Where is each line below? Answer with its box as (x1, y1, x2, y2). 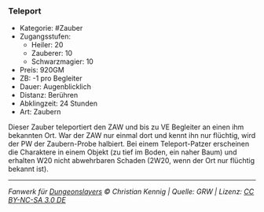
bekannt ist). (8, 164, 49, 174)
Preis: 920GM (19, 65, 64, 75)
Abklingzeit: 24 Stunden (19, 99, 98, 108)
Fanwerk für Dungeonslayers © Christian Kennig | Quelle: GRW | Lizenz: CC (8, 187, 255, 196)
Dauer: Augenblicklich (19, 82, 92, 91)
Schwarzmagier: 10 (31, 57, 94, 66)
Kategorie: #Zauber (19, 24, 83, 33)
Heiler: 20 (31, 40, 64, 50)
